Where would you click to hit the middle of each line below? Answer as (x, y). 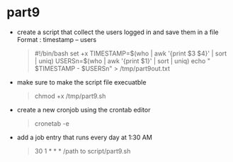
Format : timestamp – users (57, 39)
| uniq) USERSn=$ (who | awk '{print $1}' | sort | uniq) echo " (122, 60)
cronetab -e (52, 123)
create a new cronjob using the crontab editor (84, 109)
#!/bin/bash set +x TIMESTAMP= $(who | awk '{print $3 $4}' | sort (131, 53)
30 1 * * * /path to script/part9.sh (83, 151)
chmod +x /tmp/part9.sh (70, 96)
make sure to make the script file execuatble (81, 82)
